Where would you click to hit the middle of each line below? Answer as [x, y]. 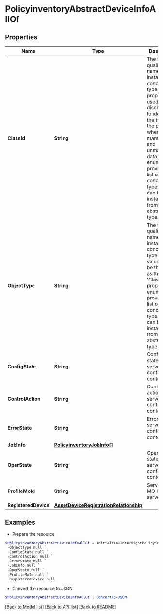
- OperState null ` [26, 570]
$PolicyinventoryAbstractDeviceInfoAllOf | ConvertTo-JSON [66, 597]
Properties [21, 37]
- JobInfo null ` [24, 566]
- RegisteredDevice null [31, 579]
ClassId [16, 138]
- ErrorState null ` [27, 561]
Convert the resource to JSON [42, 588]
